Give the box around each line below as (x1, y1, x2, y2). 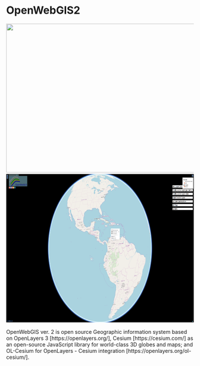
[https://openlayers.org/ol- (126, 347, 192, 354)
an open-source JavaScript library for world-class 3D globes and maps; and (6, 340, 193, 348)
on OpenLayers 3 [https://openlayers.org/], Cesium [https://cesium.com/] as (6, 334, 193, 342)
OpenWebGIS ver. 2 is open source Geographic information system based (6, 328, 187, 335)
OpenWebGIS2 (6, 4, 80, 17)
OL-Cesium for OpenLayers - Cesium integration (6, 347, 125, 354)
